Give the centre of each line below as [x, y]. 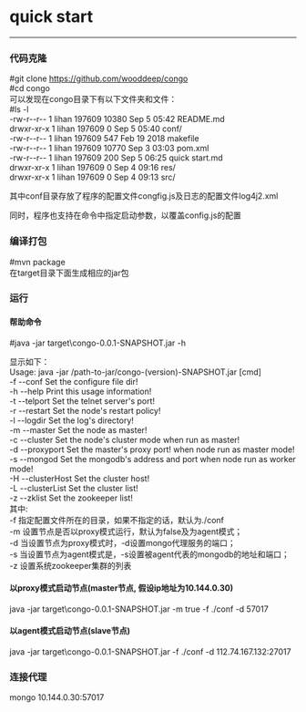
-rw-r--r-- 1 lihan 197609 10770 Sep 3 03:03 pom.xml [109, 149]
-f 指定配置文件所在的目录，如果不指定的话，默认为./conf [117, 520]
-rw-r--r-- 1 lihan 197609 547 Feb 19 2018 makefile [104, 139]
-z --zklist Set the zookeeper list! [71, 498]
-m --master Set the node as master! [78, 429]
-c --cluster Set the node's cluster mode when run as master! [125, 439]
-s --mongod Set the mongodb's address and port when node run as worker [153, 459]
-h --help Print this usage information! [81, 391]
